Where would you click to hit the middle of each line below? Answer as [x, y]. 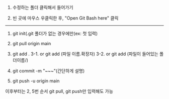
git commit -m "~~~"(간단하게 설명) [49, 71]
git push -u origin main [36, 81]
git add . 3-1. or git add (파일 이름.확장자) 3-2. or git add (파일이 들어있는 [85, 54]
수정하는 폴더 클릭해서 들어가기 [43, 7]
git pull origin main [32, 43]
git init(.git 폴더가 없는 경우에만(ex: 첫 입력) [55, 33]
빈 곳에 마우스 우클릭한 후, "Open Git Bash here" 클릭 [66, 18]
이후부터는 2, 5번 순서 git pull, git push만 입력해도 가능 [59, 91]
